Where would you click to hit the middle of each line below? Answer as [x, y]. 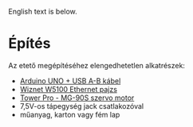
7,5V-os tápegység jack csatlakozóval [82, 106]
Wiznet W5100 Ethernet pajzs [69, 89]
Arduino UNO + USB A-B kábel [70, 81]
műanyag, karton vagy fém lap [70, 114]
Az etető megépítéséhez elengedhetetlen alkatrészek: [97, 65]
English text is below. [43, 12]
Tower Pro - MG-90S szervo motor [77, 98]
